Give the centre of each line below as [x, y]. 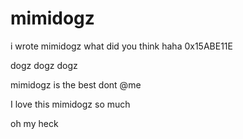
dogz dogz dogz [44, 65]
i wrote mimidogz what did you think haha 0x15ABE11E [121, 46]
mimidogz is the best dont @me [76, 84]
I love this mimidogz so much [70, 104]
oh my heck [34, 123]
